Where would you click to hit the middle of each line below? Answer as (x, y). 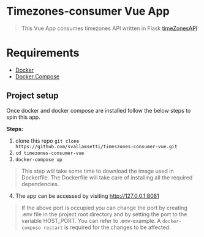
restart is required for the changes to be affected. (107, 227)
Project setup (33, 96)
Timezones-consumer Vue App (88, 11)
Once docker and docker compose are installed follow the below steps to (99, 110)
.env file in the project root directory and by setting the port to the (104, 214)
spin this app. (24, 117)
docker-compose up (39, 160)
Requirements (43, 53)
